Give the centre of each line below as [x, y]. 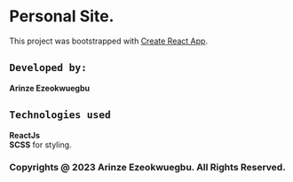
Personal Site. [62, 16]
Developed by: [48, 68]
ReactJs [25, 135]
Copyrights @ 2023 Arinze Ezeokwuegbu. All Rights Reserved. [147, 168]
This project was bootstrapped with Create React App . [109, 41]
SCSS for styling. [41, 145]
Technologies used [60, 115]
